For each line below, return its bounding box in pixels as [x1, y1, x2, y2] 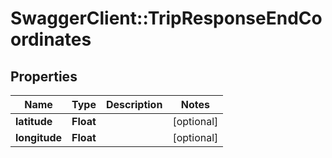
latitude [15, 115, 53, 128]
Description [105, 98, 163, 111]
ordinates [10, 28, 92, 51]
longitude [15, 131, 62, 144]
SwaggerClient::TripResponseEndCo [10, 7, 323, 30]
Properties [10, 68, 78, 85]
